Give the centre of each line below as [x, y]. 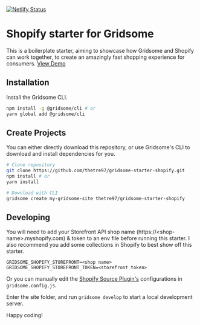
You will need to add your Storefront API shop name [71, 232]
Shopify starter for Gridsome [80, 34]
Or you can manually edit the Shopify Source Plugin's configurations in [94, 279]
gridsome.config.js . [31, 286]
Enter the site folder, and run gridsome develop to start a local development [99, 297]
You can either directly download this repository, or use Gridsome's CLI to [98, 147]
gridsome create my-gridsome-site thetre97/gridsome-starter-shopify [96, 198]
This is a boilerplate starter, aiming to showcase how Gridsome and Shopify [100, 50]
